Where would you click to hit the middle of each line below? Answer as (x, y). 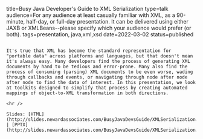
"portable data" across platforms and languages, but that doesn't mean (100, 56)
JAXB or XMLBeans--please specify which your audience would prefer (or (99, 28)
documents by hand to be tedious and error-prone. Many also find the (97, 66)
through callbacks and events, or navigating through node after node (97, 77)
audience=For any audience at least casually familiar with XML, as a (91, 15)
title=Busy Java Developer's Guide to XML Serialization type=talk (87, 9)
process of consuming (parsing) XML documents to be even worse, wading (100, 72)
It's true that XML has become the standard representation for (89, 51)
